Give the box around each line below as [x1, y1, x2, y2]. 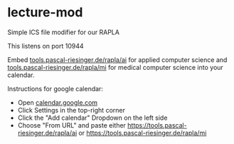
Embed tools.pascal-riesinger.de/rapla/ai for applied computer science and [7, 55, 228, 64]
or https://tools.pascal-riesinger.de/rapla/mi [78, 128, 207, 137]
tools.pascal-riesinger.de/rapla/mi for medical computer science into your [7, 63, 224, 71]
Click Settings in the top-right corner [17, 106, 126, 114]
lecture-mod [7, 4, 83, 21]
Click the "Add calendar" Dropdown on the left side [17, 113, 168, 122]
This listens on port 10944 [7, 41, 84, 50]
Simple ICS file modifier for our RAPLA [7, 28, 119, 36]
